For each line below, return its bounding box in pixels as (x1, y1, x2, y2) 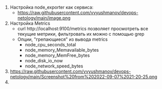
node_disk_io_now (25, 58, 63, 63)
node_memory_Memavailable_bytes (25, 47, 99, 53)
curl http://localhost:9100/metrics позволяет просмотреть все (17, 26, 148, 32)
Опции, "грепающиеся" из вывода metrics (17, 36, 108, 42)
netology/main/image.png (17, 15, 71, 21)
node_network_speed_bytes (25, 63, 84, 69)
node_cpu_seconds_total (25, 42, 76, 47)
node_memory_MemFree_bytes (25, 52, 90, 58)
